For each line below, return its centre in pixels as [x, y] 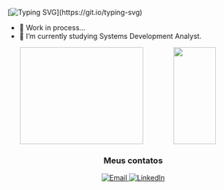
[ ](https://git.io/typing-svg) [75, 12]
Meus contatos [133, 161]
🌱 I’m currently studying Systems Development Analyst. [110, 36]
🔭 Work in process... [52, 27]
